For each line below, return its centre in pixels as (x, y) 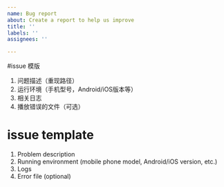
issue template (51, 135)
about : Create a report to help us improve (71, 20)
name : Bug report (32, 14)
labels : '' (23, 33)
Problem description (46, 154)
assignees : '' (28, 39)
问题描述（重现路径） (47, 81)
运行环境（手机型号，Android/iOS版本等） (77, 89)
